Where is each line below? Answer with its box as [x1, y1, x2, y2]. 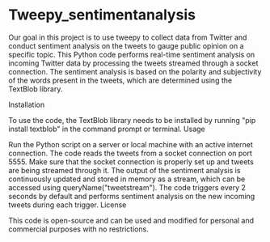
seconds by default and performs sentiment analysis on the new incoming [8, 191, 255, 201]
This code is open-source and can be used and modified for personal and [8, 215, 255, 225]
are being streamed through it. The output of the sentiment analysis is [8, 165, 241, 175]
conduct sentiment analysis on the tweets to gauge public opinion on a [8, 40, 244, 50]
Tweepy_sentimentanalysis [8, 6, 196, 24]
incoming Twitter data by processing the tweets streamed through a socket [8, 58, 259, 68]
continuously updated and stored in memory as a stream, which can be [8, 174, 246, 184]
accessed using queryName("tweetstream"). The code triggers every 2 [8, 182, 247, 192]
